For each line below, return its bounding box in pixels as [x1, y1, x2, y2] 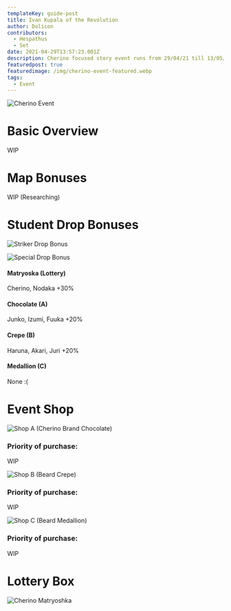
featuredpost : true [7, 61, 63, 68]
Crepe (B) [7, 331, 36, 339]
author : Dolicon [7, 23, 54, 30]
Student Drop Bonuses [7, 217, 139, 233]
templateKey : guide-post [7, 10, 78, 17]
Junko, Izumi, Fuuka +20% [7, 315, 83, 323]
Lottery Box [7, 573, 75, 589]
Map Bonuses [7, 170, 87, 186]
